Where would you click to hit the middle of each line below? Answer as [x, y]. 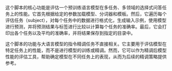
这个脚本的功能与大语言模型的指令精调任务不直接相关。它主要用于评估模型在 [86, 44]
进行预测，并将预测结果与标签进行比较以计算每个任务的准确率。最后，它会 [84, 27]
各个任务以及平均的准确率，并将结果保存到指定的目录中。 [75, 33]
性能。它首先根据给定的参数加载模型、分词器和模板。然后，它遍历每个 [93, 14]
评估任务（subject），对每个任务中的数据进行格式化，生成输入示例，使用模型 [86, 20]
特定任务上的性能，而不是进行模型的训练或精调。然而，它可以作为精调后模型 [86, 50]
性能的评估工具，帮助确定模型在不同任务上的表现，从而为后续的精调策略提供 [86, 57]
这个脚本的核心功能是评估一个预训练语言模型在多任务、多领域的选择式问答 [84, 7]
